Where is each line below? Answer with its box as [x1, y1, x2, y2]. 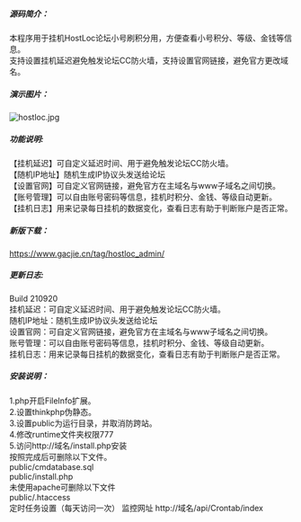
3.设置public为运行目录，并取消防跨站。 [9, 418, 157, 429]
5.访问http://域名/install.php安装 [9, 440, 128, 451]
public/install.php [9, 471, 74, 482]
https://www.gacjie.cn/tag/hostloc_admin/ [9, 248, 164, 259]
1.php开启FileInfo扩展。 [9, 395, 96, 406]
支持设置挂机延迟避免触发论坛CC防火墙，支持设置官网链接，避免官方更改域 [9, 55, 289, 66]
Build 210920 [9, 293, 58, 304]
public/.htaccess [9, 491, 71, 502]
